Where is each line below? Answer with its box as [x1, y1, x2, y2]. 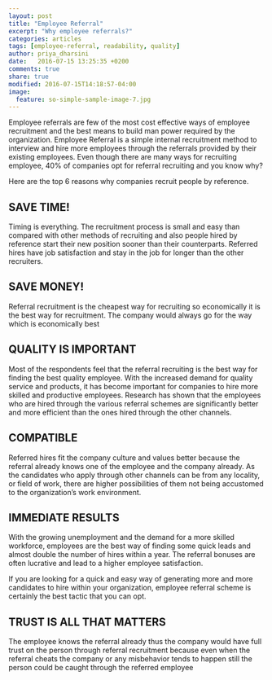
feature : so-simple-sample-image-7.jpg [15, 95, 151, 103]
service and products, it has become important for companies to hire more [8, 381, 259, 391]
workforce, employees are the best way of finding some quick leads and [8, 541, 251, 551]
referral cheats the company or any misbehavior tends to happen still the [8, 654, 252, 664]
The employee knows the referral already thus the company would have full [8, 637, 262, 647]
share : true [8, 72, 49, 81]
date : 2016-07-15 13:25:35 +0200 [8, 58, 129, 66]
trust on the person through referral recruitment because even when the [8, 645, 251, 656]
